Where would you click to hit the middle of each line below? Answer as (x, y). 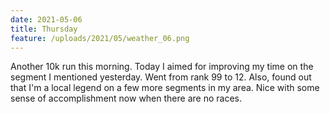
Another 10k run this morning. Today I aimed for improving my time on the (162, 67)
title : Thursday (44, 29)
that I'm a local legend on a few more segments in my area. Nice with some (165, 88)
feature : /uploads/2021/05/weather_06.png (100, 38)
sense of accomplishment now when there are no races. (126, 98)
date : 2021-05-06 (46, 19)
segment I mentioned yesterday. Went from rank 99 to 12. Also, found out (161, 77)
